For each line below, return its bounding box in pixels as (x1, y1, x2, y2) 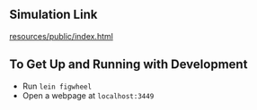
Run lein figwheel (22, 80, 93, 91)
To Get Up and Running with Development (9, 57, 248, 72)
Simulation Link (9, 7, 98, 22)
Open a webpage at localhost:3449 (22, 89, 155, 101)
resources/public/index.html (9, 30, 114, 41)
